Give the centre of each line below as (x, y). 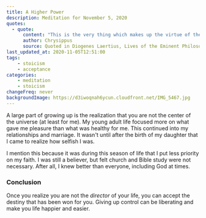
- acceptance (34, 69)
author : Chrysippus (47, 41)
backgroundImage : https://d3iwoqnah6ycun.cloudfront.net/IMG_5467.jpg (98, 98)
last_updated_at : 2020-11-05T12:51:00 (56, 52)
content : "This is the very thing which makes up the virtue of (106, 35)
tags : (13, 58)
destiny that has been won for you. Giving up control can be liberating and (100, 202)
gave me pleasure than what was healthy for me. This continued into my (97, 128)
